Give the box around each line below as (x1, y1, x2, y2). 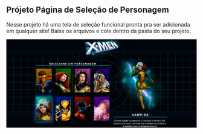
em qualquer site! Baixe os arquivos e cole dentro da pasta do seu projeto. (6, 27, 192, 34)
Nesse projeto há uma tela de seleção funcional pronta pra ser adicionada (6, 21, 190, 28)
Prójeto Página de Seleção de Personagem (6, 5, 169, 15)
